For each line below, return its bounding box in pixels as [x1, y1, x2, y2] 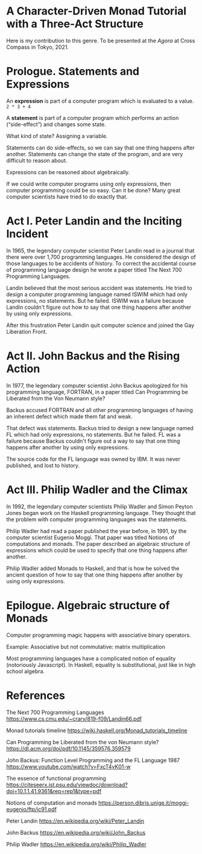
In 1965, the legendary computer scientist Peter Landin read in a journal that [6, 247, 195, 254]
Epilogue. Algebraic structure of [6, 598, 170, 612]
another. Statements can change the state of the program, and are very [6, 150, 183, 157]
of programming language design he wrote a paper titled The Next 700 [6, 266, 182, 273]
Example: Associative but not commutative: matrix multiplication [6, 643, 166, 650]
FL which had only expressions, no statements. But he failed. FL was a [6, 431, 181, 438]
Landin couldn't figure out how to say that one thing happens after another [6, 303, 192, 311]
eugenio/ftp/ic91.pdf [6, 805, 57, 812]
